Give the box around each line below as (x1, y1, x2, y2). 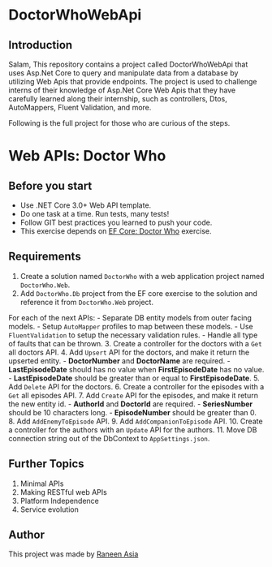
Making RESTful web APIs (19, 487, 107, 496)
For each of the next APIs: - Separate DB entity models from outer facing (8, 312, 252, 322)
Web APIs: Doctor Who (8, 147, 166, 165)
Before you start (8, 178, 93, 192)
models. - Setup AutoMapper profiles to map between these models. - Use (8, 321, 253, 331)
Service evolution (19, 505, 79, 514)
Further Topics (8, 457, 84, 471)
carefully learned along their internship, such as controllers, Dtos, (8, 94, 227, 103)
